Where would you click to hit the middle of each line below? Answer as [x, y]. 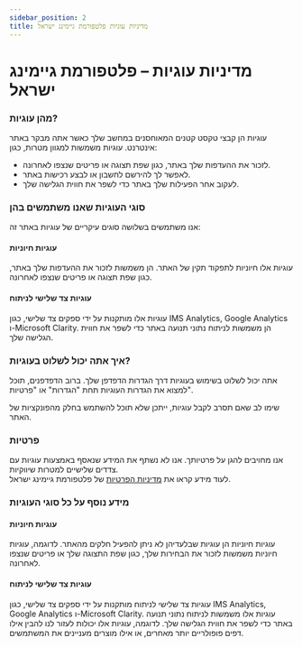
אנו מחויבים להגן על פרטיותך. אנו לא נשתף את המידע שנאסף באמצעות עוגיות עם [146, 460]
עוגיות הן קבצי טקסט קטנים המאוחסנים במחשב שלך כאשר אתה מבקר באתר [138, 137]
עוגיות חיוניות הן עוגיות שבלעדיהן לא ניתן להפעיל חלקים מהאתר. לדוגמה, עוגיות [142, 544]
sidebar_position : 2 [48, 18]
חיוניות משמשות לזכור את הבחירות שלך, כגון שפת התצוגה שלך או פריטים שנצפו [143, 554]
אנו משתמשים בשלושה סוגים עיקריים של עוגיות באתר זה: [105, 227]
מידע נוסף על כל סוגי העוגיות [69, 503]
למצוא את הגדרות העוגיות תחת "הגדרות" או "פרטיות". [101, 390]
